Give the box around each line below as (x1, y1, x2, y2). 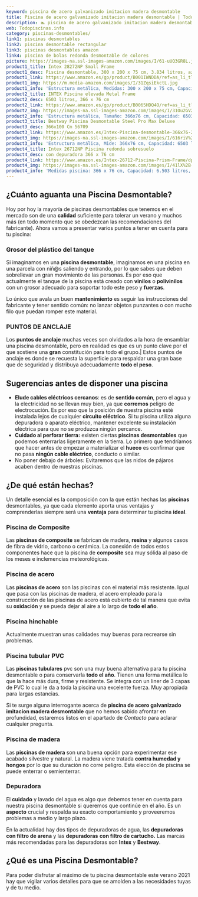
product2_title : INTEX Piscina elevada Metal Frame (6, 91, 136, 97)
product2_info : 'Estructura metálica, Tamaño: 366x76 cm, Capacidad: (6, 113, 181, 119)
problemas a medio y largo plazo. (6, 814, 87, 821)
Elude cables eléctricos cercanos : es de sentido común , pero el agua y (14, 394, 191, 401)
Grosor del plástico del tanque (6, 245, 94, 253)
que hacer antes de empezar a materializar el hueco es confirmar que (14, 444, 185, 451)
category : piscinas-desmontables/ (6, 31, 91, 37)
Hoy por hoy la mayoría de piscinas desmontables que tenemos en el (6, 205, 174, 213)
